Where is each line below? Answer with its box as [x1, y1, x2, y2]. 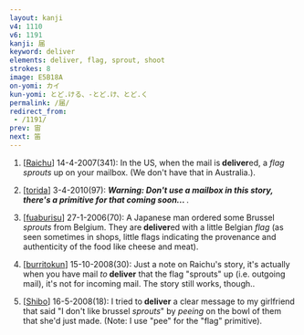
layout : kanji [9, 13, 64, 23]
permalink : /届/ [9, 98, 70, 108]
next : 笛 [9, 132, 41, 141]
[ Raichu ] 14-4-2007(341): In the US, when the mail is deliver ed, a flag [22, 157, 285, 168]
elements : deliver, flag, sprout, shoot [9, 56, 166, 65]
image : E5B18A [9, 73, 64, 82]
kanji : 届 [9, 38, 46, 48]
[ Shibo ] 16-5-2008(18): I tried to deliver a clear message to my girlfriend [22, 296, 295, 307]
